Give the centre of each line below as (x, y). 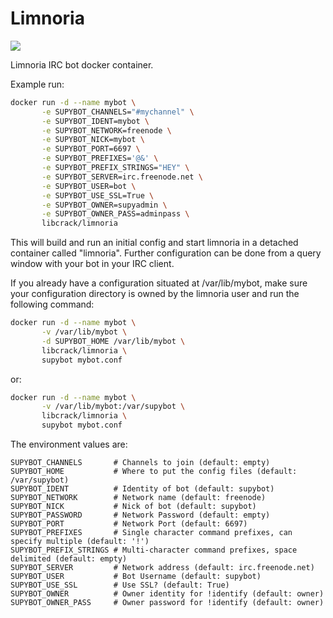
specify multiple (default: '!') (80, 542)
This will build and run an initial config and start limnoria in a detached (154, 243)
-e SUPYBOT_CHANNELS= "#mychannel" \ (118, 112)
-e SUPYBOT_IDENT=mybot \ (95, 121)
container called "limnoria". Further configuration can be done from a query (166, 253)
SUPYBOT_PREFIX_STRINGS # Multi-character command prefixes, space (154, 550)
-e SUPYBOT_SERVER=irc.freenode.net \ (122, 177)
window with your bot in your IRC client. (92, 264)
